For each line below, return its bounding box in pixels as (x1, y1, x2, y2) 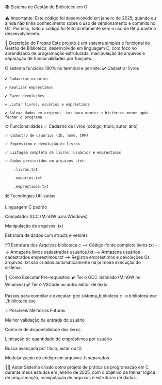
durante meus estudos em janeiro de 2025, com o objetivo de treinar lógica (5, 369, 156, 375)
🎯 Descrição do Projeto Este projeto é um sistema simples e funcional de (5, 40, 150, 46)
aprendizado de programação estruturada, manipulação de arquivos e (5, 51, 145, 56)
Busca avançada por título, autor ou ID (5, 346, 82, 351)
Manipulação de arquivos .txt (5, 223, 63, 228)
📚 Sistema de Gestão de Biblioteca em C (5, 4, 87, 10)
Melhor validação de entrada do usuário (5, 317, 85, 323)
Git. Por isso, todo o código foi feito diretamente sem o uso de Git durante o (5, 26, 156, 31)
